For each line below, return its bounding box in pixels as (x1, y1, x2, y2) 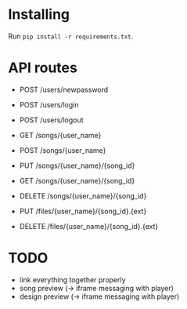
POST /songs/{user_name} (19, 145, 106, 154)
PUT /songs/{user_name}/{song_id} (19, 161, 135, 170)
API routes (8, 59, 78, 77)
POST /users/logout (19, 115, 84, 125)
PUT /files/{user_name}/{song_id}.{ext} (19, 206, 147, 216)
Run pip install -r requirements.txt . (8, 31, 134, 41)
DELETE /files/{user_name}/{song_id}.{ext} (19, 221, 159, 231)
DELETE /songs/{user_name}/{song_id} (19, 191, 147, 201)
